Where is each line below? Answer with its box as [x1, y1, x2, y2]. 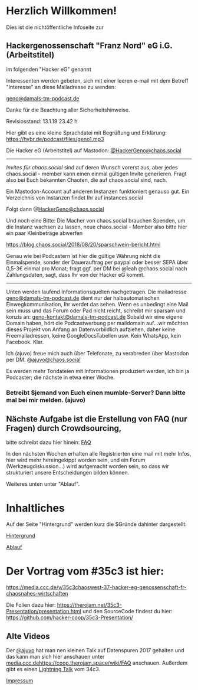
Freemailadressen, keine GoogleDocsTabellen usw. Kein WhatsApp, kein [6, 332, 181, 339]
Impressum [6, 677, 34, 684]
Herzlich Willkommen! [6, 4, 117, 18]
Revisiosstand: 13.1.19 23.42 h [6, 117, 78, 125]
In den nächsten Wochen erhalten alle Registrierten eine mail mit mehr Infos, [6, 450, 192, 457]
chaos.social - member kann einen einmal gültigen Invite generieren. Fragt [6, 170, 187, 177]
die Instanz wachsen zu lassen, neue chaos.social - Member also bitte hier [6, 223, 187, 230]
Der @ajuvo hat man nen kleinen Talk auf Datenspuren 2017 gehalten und [6, 647, 184, 654]
